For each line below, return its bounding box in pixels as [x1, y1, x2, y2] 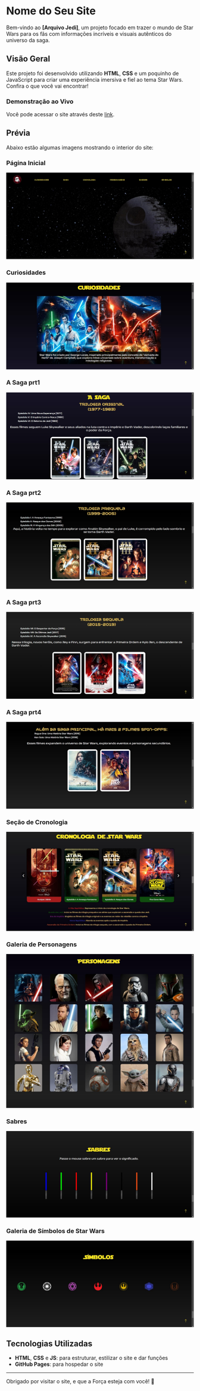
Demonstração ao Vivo [6, 97, 74, 106]
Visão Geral [6, 54, 51, 64]
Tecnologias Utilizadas [6, 1339, 93, 1349]
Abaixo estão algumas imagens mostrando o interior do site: [6, 144, 154, 151]
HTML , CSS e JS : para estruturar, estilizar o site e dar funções [14, 1355, 168, 1362]
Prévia [6, 128, 31, 138]
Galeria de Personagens [6, 940, 77, 949]
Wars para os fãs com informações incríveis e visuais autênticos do [6, 30, 172, 37]
